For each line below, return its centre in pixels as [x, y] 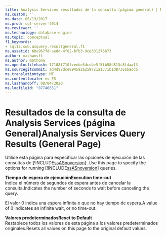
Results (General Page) [53, 144]
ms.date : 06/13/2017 [26, 19]
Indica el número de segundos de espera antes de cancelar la [68, 183]
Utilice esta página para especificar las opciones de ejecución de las [75, 158]
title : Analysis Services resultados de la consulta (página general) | [82, 10]
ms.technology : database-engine [38, 33]
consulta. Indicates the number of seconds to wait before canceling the [77, 188]
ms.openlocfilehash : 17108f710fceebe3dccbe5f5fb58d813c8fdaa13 [72, 65]
